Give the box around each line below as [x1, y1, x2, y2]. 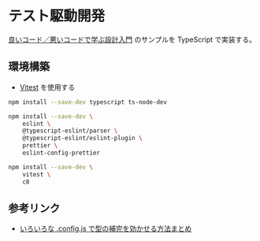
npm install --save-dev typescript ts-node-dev [8, 98, 168, 106]
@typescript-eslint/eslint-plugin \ [22, 135, 143, 143]
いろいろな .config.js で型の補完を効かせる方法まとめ [19, 224, 192, 233]
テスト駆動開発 [8, 7, 106, 25]
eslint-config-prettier [22, 149, 101, 157]
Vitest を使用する [19, 82, 76, 91]
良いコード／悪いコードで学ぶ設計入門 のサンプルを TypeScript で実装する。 [8, 35, 257, 44]
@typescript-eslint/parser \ [22, 127, 118, 135]
